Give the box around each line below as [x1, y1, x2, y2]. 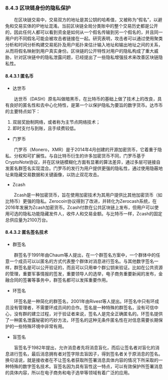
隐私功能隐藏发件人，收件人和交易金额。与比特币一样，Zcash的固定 [22, 210, 162, 216]
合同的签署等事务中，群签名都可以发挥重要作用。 [9, 277, 110, 283]
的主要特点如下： [5, 108, 40, 114]
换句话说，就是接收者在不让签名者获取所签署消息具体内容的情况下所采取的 [5, 357, 158, 363]
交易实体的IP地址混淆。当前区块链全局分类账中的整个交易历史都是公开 [13, 23, 158, 29]
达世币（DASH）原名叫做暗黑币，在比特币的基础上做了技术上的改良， [14, 96, 157, 102]
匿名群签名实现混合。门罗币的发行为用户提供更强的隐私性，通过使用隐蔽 [9, 165, 158, 171]
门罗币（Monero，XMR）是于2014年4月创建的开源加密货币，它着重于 [14, 146, 158, 152]
